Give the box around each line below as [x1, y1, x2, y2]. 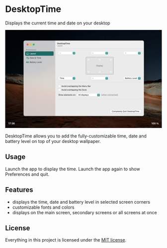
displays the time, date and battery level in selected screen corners [12, 199, 151, 205]
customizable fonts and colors [12, 204, 75, 210]
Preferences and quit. [5, 171, 50, 177]
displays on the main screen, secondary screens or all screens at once [12, 209, 158, 215]
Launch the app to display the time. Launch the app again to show [5, 166, 140, 172]
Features [5, 186, 33, 194]
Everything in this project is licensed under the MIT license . [5, 237, 127, 243]
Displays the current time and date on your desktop [5, 20, 110, 26]
